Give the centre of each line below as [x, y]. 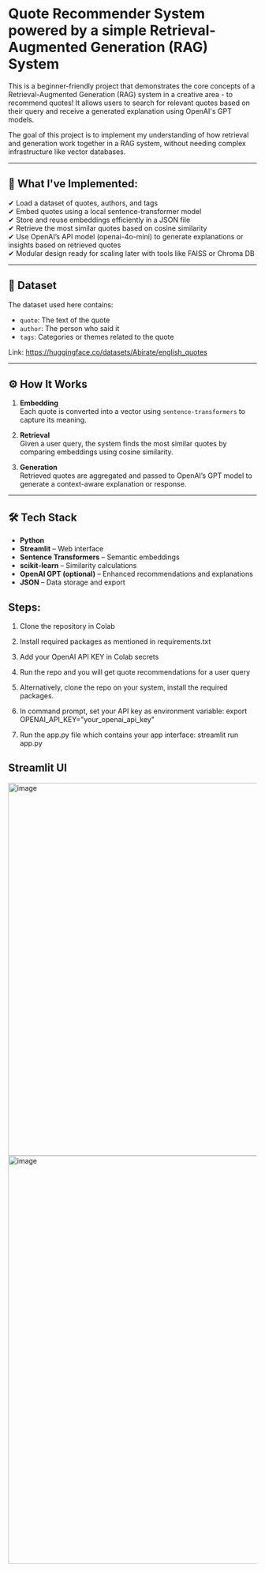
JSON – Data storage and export [73, 582]
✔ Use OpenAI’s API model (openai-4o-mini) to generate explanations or [126, 236]
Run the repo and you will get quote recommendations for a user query [135, 672]
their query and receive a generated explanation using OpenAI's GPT [120, 111]
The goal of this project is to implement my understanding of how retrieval [129, 134]
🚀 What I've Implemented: [73, 184]
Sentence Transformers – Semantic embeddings [99, 557]
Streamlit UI [37, 768]
